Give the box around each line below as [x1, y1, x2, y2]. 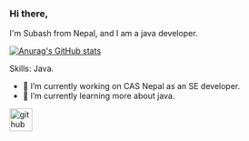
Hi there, [9, 7, 48, 20]
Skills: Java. [9, 63, 55, 75]
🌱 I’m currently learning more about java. [22, 90, 175, 102]
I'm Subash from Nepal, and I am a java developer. [9, 28, 198, 39]
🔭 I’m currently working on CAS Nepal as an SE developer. [22, 81, 241, 92]
